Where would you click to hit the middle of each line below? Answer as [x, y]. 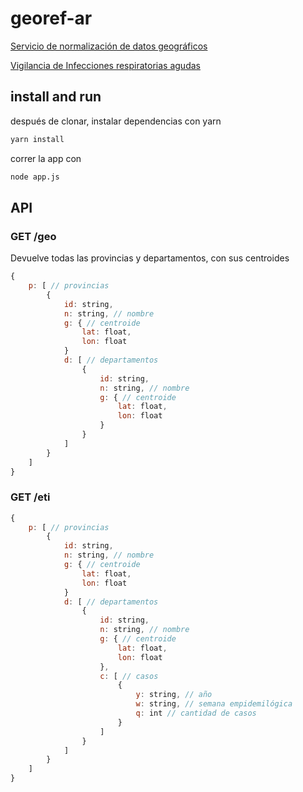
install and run [56, 97]
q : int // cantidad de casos [196, 713]
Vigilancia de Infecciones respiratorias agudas [105, 65]
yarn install [37, 139]
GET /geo [33, 236]
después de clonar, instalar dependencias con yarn [116, 121]
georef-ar [51, 18]
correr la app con [46, 158]
